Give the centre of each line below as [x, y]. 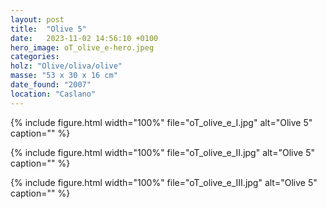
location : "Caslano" [53, 94]
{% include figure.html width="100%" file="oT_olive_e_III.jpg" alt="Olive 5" [164, 182]
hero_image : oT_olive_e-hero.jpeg [82, 47]
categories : [35, 57]
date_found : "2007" [51, 85]
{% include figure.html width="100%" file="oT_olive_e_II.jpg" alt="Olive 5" [162, 152]
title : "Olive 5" [48, 29]
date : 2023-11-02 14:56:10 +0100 [84, 38]
